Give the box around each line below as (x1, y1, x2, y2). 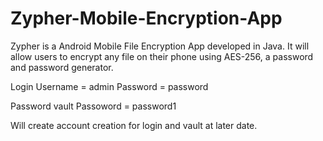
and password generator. (10, 61, 114, 73)
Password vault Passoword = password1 (10, 100, 177, 112)
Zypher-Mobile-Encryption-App (10, 7, 283, 30)
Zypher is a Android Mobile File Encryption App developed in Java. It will (10, 40, 310, 52)
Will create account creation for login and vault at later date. (10, 119, 258, 131)
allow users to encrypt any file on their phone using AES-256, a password (10, 50, 314, 62)
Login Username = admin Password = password (10, 80, 209, 92)
